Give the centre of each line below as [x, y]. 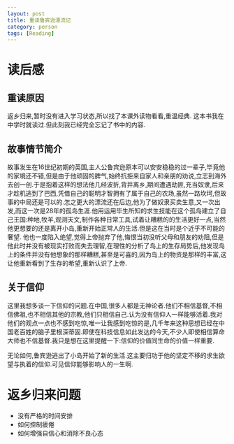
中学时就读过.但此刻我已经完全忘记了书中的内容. [76, 125]
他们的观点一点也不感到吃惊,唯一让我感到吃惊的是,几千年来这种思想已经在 [113, 323]
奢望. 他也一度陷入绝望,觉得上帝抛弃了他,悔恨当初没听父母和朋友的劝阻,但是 [116, 237]
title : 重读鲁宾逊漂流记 [39, 20]
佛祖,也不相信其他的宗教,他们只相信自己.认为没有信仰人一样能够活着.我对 [118, 314]
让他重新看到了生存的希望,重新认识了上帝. [67, 264]
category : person [32, 27]
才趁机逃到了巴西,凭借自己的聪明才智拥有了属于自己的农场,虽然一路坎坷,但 [114, 194]
